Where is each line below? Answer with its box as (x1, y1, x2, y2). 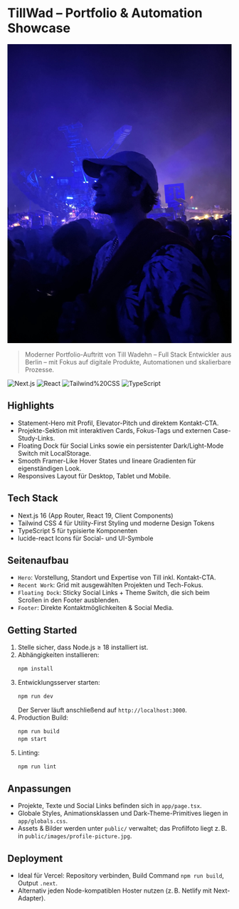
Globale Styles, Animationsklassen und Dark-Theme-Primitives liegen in (17, 809, 228, 818)
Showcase (7, 20, 71, 36)
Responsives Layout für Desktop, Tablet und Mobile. (17, 471, 171, 480)
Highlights (7, 400, 55, 412)
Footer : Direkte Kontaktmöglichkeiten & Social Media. (17, 604, 174, 612)
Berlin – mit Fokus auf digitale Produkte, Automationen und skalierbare (24, 357, 231, 366)
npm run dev (17, 693, 53, 700)
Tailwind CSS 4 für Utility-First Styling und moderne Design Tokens (17, 518, 215, 527)
